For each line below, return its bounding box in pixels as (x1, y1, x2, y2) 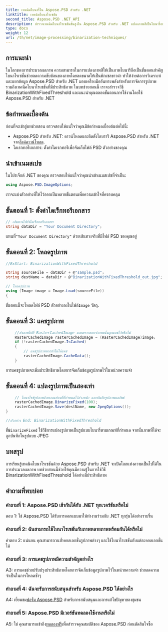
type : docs (5, 26, 28, 31)
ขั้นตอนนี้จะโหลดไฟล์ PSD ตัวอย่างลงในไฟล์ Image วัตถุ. (5, 302, 99, 308)
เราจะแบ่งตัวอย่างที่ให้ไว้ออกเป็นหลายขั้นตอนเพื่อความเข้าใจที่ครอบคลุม (5, 191, 120, 197)
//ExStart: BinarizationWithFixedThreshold (5, 261, 98, 266)
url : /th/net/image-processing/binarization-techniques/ (5, 35, 127, 40)
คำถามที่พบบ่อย (5, 487, 43, 495)
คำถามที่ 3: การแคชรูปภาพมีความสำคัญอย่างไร (5, 556, 93, 563)
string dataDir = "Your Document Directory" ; (5, 224, 102, 229)
